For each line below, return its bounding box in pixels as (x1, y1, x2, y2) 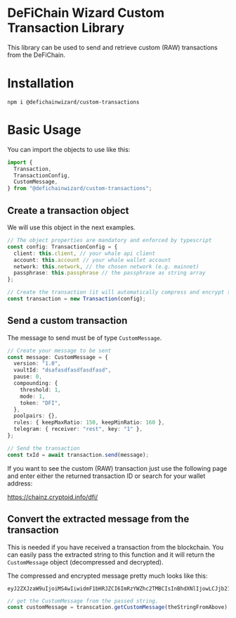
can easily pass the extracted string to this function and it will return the (7, 550, 216, 559)
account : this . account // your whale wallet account (13, 256, 171, 263)
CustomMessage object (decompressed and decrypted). (7, 557, 164, 566)
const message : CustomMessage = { (7, 353, 109, 360)
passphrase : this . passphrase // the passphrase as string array (13, 270, 206, 277)
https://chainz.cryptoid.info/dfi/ (7, 493, 98, 501)
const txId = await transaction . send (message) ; (7, 451, 150, 458)
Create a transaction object (7, 204, 129, 216)
